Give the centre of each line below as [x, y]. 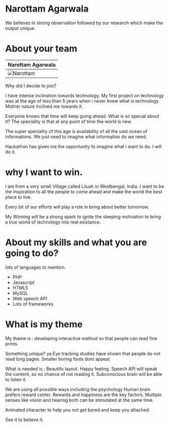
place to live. [18, 197]
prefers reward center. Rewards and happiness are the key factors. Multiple [83, 395]
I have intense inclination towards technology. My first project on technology [85, 95]
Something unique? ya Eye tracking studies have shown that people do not [83, 353]
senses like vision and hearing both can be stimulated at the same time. [79, 400]
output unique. [20, 28]
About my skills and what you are [76, 242]
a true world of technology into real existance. [53, 222]
